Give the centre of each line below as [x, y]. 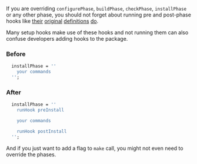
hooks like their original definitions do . [52, 21]
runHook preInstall [41, 110]
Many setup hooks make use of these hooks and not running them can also [97, 32]
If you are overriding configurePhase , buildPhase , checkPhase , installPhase [96, 9]
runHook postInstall [42, 131]
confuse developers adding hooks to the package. [67, 39]
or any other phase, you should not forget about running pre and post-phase [98, 15]
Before [16, 54]
